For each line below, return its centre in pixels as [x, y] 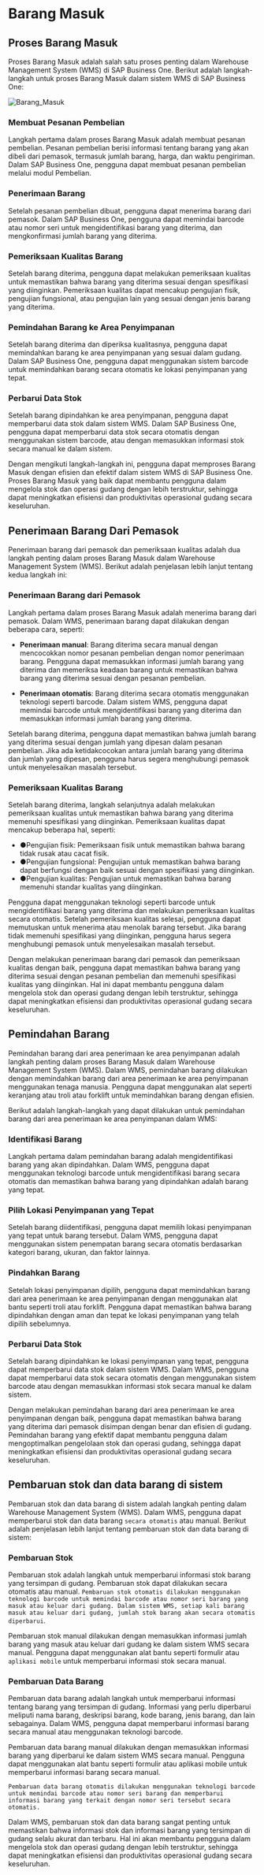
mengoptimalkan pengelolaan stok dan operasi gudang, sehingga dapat [125, 1443]
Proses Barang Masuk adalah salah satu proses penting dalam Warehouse [128, 61]
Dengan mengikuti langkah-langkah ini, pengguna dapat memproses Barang [132, 464]
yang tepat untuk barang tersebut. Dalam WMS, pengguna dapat [113, 1236]
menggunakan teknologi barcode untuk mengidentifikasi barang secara [124, 1173]
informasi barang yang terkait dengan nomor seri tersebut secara [119, 1801]
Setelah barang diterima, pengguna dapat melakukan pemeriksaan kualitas [130, 273]
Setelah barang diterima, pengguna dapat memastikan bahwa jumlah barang [132, 733]
